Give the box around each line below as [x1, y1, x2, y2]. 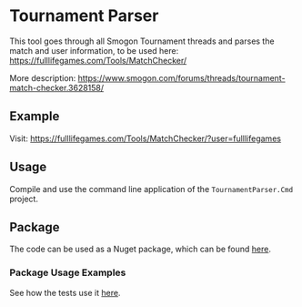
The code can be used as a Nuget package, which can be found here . [9, 243, 271, 255]
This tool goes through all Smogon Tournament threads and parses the [9, 36, 275, 46]
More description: [9, 72, 76, 83]
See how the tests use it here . [9, 287, 121, 298]
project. [9, 193, 39, 204]
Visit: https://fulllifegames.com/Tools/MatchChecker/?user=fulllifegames [9, 133, 282, 144]
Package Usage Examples [9, 266, 126, 279]
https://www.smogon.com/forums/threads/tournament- [77, 72, 286, 83]
